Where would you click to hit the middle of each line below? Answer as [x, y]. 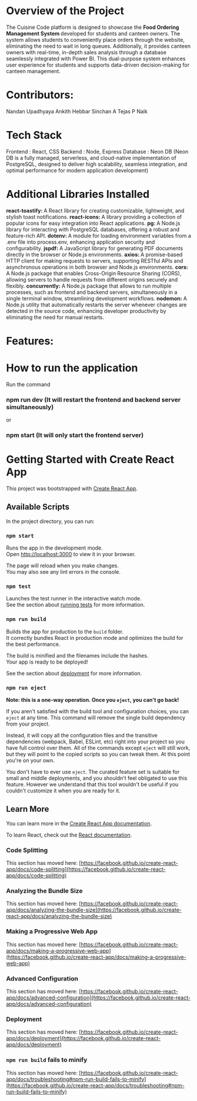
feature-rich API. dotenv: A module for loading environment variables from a [98, 236]
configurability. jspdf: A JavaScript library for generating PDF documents [95, 248]
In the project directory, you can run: [50, 521]
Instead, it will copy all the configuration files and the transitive [82, 736]
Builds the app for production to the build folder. [65, 631]
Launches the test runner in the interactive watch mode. [74, 599]
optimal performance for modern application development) [77, 170]
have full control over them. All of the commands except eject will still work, [98, 748]
